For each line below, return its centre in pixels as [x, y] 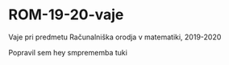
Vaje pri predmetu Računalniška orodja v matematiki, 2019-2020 [115, 37]
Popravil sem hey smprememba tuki [68, 52]
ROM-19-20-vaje [66, 15]
